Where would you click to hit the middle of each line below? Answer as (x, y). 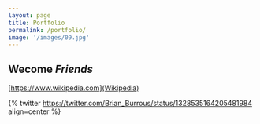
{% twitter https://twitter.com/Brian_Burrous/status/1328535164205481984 (130, 104)
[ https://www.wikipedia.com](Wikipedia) (74, 88)
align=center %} (35, 111)
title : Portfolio (37, 23)
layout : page (30, 15)
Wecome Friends (50, 69)
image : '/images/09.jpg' (49, 37)
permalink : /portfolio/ (47, 30)
